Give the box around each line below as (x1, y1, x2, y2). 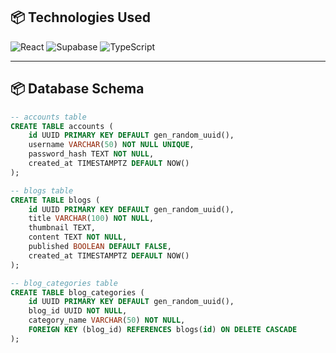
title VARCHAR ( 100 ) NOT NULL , (28, 214, 155, 224)
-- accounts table (10, 112, 87, 122)
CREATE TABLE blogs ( (10, 195, 101, 205)
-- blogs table (10, 185, 74, 196)
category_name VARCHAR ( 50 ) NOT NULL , (28, 315, 186, 326)
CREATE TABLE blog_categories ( (10, 287, 145, 298)
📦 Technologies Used (10, 9, 152, 26)
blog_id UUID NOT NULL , (28, 306, 128, 316)
